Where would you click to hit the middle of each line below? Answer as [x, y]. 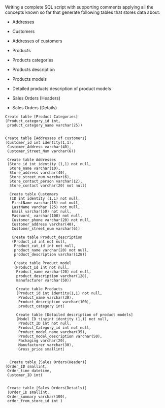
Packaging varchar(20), [43, 341]
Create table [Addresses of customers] [46, 138]
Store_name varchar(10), [35, 168]
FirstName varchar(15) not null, [46, 203]
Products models [29, 79]
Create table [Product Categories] [42, 117]
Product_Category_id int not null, [55, 328]
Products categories [33, 60]
